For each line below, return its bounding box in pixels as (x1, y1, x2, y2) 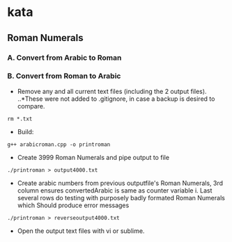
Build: (17, 127, 34, 136)
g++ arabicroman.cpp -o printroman (7, 140, 111, 148)
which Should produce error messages (17, 201, 130, 209)
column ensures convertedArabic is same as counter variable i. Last (17, 186, 212, 195)
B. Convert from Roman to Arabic (7, 71, 121, 81)
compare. (17, 102, 45, 110)
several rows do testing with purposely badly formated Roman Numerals (17, 193, 225, 202)
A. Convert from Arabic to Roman (7, 53, 122, 63)
